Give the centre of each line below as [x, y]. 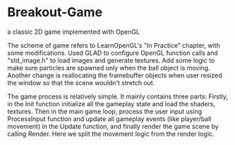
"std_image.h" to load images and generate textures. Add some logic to [111, 60]
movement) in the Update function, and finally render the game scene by [113, 126]
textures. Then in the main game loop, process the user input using [105, 111]
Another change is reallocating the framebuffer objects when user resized [115, 75]
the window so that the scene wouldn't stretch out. [81, 82]
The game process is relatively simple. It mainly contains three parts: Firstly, [117, 96]
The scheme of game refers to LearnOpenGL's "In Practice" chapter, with [114, 45]
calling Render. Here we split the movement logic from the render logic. [111, 134]
